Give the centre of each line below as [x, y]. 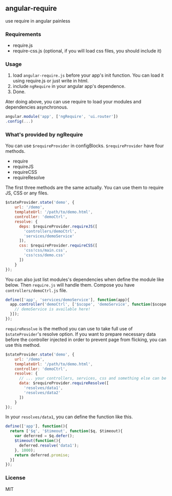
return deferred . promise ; [42, 455]
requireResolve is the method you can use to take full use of [69, 328]
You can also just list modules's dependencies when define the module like [85, 279]
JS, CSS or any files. [27, 193]
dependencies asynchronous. [37, 107]
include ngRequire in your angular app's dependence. [69, 86]
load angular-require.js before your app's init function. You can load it [88, 75]
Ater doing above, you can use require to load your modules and [73, 102]
